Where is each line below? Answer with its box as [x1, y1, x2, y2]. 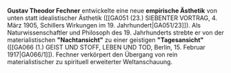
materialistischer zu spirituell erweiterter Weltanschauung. [7, 58, 173, 65]
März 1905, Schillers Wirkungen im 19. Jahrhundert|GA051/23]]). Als [7, 21, 201, 29]
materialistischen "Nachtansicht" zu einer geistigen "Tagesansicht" [7, 36, 204, 44]
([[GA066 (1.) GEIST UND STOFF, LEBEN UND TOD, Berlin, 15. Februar [7, 43, 205, 51]
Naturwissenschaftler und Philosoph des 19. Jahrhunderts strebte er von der [7, 28, 224, 36]
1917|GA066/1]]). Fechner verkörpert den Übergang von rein [7, 50, 178, 59]
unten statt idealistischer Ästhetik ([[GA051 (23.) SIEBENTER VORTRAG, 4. [7, 14, 218, 22]
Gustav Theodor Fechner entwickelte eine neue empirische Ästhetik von [7, 7, 217, 14]
